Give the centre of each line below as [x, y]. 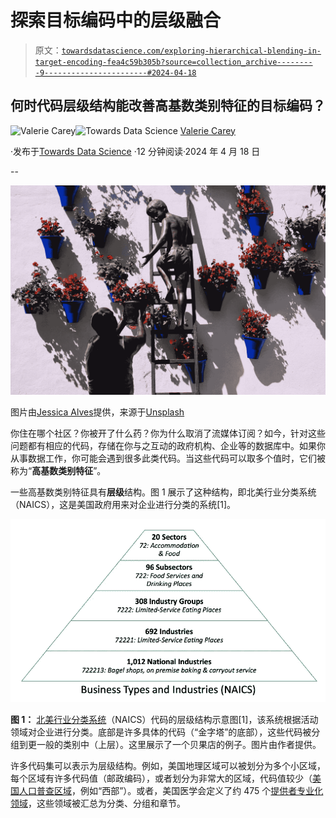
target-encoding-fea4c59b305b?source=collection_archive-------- [173, 62]
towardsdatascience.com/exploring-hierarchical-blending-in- [191, 51]
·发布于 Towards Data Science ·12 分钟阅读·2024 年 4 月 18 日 [135, 151]
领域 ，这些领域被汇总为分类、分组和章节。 [98, 803]
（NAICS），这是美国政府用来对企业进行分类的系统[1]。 [123, 505]
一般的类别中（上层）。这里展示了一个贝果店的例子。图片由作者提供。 [179, 745]
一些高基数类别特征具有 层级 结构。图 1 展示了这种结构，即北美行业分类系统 [163, 492]
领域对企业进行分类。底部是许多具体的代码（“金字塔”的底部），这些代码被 [161, 732]
